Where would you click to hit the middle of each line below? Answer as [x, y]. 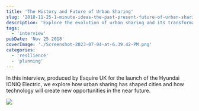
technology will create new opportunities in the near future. [78, 90]
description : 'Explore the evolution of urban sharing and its [86, 22]
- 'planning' [28, 61]
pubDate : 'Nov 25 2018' [36, 39]
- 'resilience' [30, 56]
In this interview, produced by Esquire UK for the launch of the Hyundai [93, 78]
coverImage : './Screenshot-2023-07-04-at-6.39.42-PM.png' [79, 45]
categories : [21, 50]
